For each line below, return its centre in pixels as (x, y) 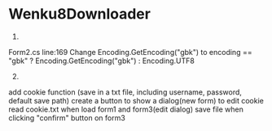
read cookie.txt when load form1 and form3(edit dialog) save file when (126, 109)
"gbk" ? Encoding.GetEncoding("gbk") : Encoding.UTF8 (102, 61)
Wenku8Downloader (79, 14)
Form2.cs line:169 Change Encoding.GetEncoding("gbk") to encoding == (130, 52)
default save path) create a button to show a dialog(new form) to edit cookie (136, 100)
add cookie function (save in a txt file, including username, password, (125, 92)
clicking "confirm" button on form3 (67, 117)
